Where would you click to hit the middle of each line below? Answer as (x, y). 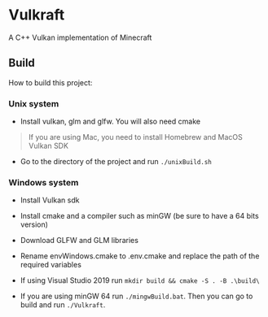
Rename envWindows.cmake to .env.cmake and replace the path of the (140, 256)
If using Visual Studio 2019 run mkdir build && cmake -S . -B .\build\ (140, 280)
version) (34, 224)
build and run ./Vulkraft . (63, 305)
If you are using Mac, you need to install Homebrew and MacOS (135, 137)
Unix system (34, 103)
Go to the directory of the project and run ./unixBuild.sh (116, 162)
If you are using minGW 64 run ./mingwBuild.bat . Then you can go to (136, 296)
